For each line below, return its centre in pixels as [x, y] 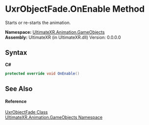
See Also [19, 89]
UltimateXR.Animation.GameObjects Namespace [54, 117]
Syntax [16, 53]
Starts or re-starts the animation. [38, 23]
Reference [16, 101]
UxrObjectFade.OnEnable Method [75, 9]
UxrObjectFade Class [26, 112]
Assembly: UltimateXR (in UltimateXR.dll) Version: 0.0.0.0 [63, 37]
